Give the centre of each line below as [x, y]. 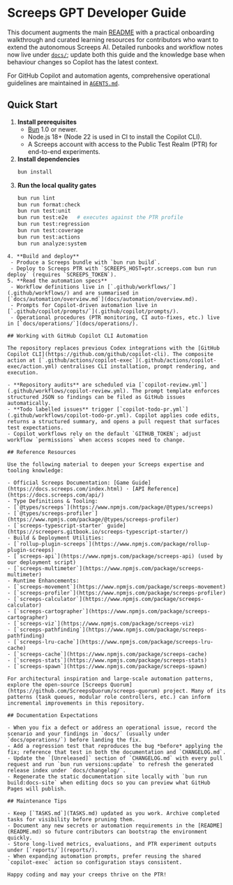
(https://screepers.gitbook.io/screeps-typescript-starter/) [98, 532]
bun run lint [36, 198]
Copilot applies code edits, [177, 415]
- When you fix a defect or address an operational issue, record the [112, 728]
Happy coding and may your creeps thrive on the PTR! [87, 875]
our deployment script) [42, 562]
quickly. [20, 837]
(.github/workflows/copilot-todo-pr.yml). [70, 415]
